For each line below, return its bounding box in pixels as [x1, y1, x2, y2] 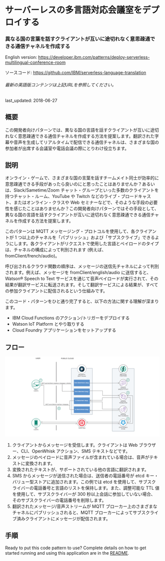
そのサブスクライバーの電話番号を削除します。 [12, 497, 107, 503]
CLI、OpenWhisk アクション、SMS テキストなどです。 [21, 448, 130, 454]
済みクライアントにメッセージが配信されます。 [16, 516, 111, 521]
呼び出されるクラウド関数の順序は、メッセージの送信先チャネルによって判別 [5, 263, 159, 269]
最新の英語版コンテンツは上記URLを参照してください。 [5, 82, 117, 88]
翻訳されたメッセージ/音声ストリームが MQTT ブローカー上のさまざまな [12, 504, 158, 509]
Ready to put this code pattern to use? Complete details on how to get [5, 545, 146, 551]
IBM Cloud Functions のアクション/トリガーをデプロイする [12, 315, 130, 321]
